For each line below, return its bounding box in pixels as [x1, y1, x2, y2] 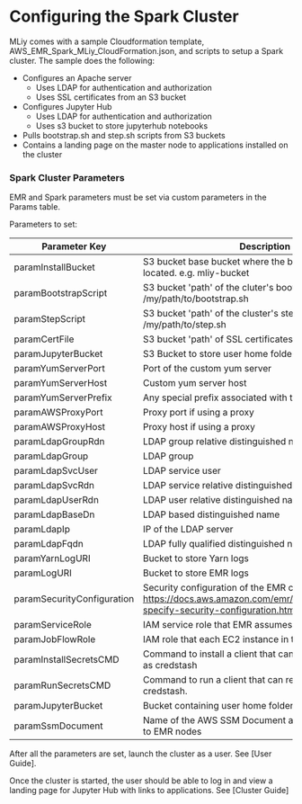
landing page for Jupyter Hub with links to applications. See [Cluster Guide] [9, 785, 289, 796]
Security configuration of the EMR [142, 582, 287, 594]
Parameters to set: [9, 219, 78, 230]
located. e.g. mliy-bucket [142, 267, 250, 280]
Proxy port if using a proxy [142, 406, 254, 419]
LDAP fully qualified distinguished [142, 538, 285, 550]
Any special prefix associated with [142, 391, 288, 404]
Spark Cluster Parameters [9, 171, 125, 183]
